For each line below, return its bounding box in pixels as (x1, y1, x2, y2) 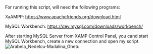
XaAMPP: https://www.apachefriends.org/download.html (5, 14, 121, 19)
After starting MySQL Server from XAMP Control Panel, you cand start (5, 33, 149, 39)
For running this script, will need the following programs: (5, 4, 120, 10)
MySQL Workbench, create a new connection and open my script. (5, 38, 140, 44)
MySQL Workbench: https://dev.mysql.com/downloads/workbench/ (5, 23, 143, 29)
